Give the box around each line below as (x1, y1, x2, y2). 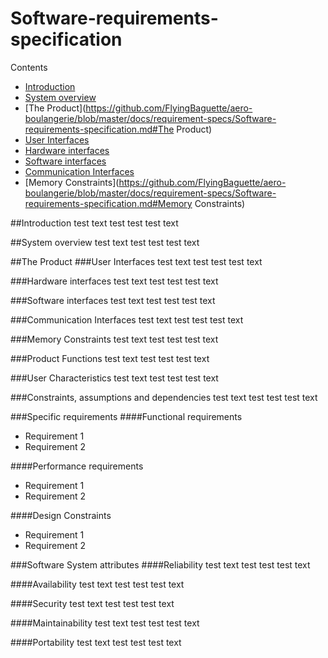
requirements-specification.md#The (24, 123, 175, 135)
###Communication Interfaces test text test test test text (10, 313, 244, 326)
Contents (10, 61, 48, 73)
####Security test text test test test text (10, 597, 175, 609)
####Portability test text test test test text (10, 636, 182, 648)
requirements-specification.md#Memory (24, 197, 193, 209)
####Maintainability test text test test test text (10, 617, 200, 629)
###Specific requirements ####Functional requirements (10, 410, 243, 422)
